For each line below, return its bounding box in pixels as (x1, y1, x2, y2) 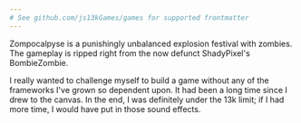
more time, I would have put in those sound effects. (9, 103, 201, 114)
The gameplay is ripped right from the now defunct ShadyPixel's (9, 47, 251, 59)
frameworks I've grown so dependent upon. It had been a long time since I (9, 84, 287, 95)
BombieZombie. (9, 57, 69, 68)
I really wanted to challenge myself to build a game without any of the (9, 74, 269, 86)
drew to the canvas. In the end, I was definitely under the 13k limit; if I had (9, 94, 285, 105)
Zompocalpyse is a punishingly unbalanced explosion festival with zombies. (9, 38, 293, 49)
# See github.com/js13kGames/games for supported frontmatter (9, 13, 249, 23)
